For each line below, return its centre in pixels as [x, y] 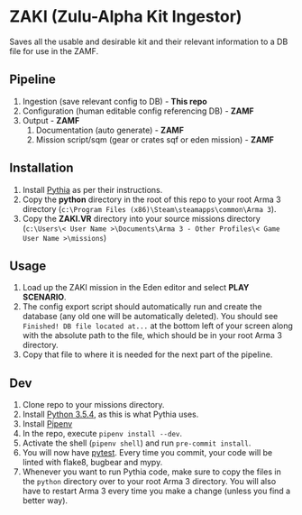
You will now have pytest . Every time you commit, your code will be [147, 453]
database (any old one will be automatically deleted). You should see [150, 317]
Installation [41, 168]
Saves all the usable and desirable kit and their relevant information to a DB [149, 41]
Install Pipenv [47, 424]
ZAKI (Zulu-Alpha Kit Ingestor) [126, 17]
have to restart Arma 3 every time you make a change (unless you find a [156, 491]
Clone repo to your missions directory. [93, 405]
